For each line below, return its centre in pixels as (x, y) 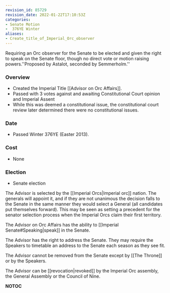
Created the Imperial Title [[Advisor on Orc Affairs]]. (67, 88)
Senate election (29, 183)
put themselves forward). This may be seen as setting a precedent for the (83, 210)
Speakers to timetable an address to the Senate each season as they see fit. (85, 245)
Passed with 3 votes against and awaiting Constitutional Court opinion (86, 94)
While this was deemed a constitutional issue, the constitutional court (86, 105)
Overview (18, 77)
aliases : (15, 34)
